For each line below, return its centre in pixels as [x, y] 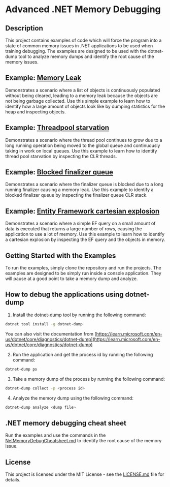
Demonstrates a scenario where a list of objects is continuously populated [83, 90]
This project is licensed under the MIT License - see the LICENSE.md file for [85, 474]
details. [13, 480]
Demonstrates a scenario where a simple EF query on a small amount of [80, 223]
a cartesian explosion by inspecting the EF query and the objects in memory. [85, 239]
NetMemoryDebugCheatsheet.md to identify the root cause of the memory [83, 441]
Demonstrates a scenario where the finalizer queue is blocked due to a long [84, 185]
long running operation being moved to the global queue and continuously [83, 145]
